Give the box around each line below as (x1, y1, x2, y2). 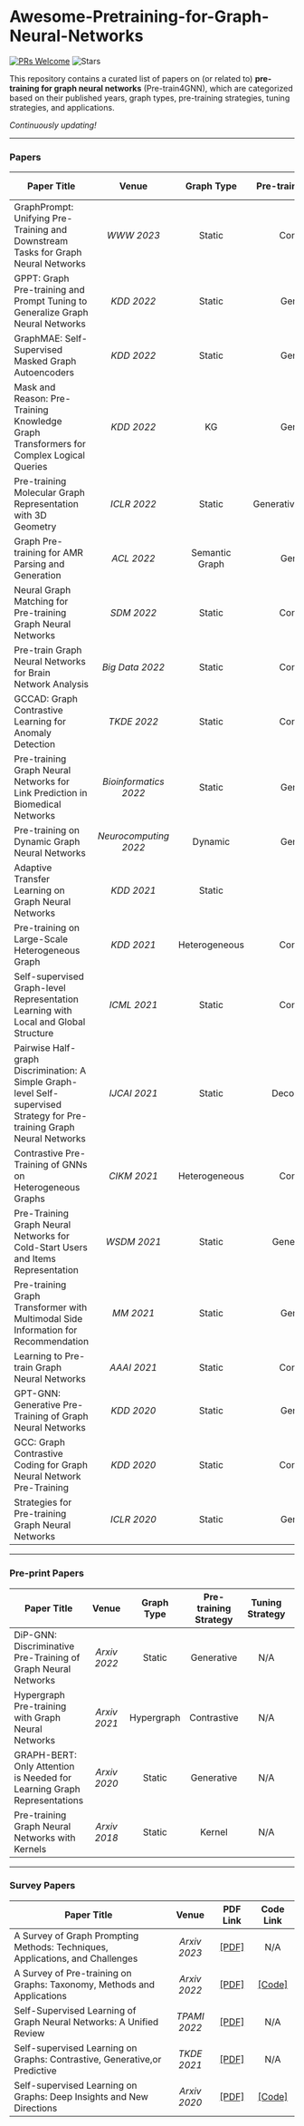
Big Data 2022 (101, 661, 166, 674)
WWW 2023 (107, 229, 161, 242)
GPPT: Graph (14, 272, 70, 285)
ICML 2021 (109, 999, 158, 1012)
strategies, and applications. (9, 102, 115, 112)
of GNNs (51, 1159, 88, 1171)
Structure (14, 1027, 54, 1040)
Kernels (14, 1842, 47, 1855)
